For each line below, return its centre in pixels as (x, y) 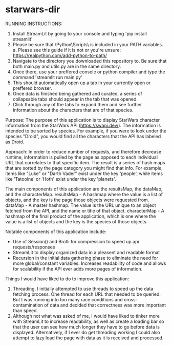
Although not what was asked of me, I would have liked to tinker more (86, 316)
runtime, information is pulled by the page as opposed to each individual (81, 157)
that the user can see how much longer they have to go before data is (86, 326)
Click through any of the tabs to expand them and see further (77, 104)
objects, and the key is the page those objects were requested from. (77, 200)
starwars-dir (33, 9)
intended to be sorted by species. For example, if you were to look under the (86, 131)
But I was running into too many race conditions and (68, 299)
